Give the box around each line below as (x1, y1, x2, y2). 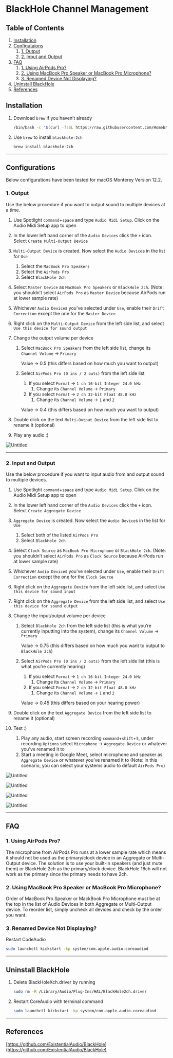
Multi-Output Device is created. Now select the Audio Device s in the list (13, 247, 166, 254)
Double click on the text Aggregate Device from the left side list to (13, 709, 152, 715)
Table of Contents (6, 24, 65, 32)
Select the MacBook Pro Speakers (21, 263, 90, 269)
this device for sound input (13, 589, 76, 594)
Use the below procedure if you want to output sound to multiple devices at (6, 201, 166, 207)
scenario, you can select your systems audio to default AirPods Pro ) (21, 762, 165, 768)
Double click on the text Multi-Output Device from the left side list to (13, 416, 159, 422)
